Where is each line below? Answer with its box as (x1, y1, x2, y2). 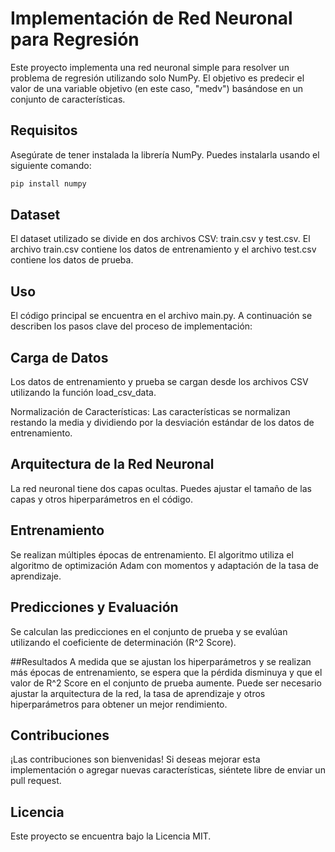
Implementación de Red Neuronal (10, 7, 293, 30)
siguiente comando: (10, 159, 92, 171)
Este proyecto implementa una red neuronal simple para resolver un (10, 61, 290, 73)
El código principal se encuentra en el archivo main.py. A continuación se (10, 310, 313, 322)
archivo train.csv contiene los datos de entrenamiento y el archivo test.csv (10, 243, 317, 256)
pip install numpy (10, 178, 87, 189)
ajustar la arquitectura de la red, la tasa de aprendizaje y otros (10, 687, 266, 699)
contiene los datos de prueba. (10, 254, 134, 266)
